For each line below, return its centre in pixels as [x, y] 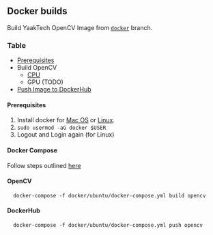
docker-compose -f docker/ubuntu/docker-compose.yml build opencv [110, 195]
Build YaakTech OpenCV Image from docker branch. [80, 27]
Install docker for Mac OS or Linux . [66, 120]
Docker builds [37, 11]
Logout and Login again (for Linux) [66, 135]
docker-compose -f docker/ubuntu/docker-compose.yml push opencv [108, 225]
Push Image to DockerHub [54, 89]
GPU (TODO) [45, 82]
